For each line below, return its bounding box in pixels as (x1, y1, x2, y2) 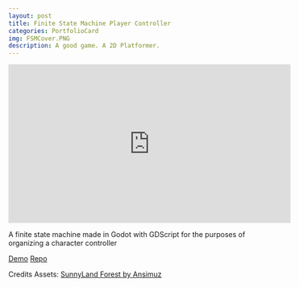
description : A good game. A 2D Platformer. (8, 42, 160, 50)
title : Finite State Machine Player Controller (8, 19, 172, 27)
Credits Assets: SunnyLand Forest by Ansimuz (8, 269, 162, 279)
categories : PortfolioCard (8, 27, 99, 35)
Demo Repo (8, 254, 48, 264)
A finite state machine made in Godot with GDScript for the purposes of (8, 230, 246, 239)
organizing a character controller (8, 239, 118, 248)
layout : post (8, 11, 52, 20)
